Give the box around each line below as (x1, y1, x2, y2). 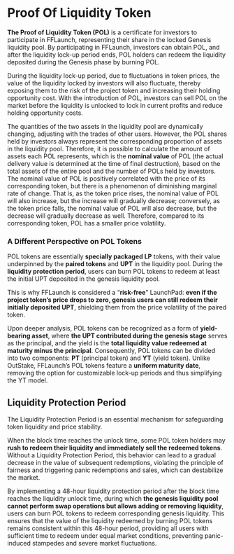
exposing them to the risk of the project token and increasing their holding (7, 86, 221, 95)
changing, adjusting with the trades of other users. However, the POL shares (7, 130, 227, 138)
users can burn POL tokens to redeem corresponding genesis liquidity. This (7, 509, 225, 518)
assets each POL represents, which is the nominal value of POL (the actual (7, 152, 224, 160)
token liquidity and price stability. (7, 422, 103, 431)
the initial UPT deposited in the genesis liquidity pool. (7, 275, 161, 283)
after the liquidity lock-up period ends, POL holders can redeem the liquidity (7, 50, 226, 59)
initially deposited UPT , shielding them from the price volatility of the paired (7, 303, 227, 312)
